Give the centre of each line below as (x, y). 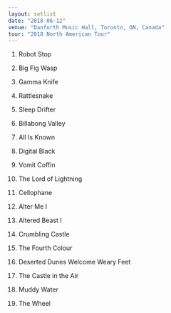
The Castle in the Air (48, 276)
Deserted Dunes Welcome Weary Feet (74, 262)
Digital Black (37, 151)
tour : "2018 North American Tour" (59, 34)
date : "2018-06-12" (37, 21)
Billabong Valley (42, 124)
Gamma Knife (38, 82)
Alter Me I (33, 207)
